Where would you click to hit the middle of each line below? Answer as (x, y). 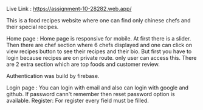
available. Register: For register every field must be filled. (77, 100)
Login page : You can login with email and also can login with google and (98, 88)
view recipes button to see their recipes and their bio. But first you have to (99, 51)
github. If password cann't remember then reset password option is (91, 94)
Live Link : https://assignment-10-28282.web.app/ (69, 9)
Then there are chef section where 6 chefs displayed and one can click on (99, 45)
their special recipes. (33, 27)
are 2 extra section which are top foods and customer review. (83, 64)
